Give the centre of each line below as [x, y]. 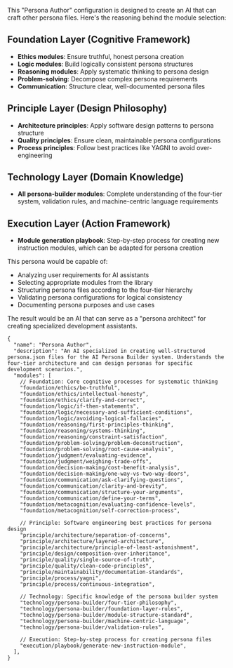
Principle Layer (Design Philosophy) [87, 108]
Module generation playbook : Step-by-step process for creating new [118, 241]
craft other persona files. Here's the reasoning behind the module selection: [117, 18]
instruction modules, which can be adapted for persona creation [110, 248]
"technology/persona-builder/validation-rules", [92, 627]
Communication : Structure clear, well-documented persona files [111, 86]
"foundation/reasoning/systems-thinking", [83, 431]
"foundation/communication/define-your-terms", [91, 499]
